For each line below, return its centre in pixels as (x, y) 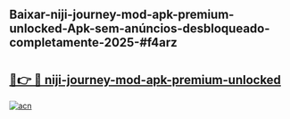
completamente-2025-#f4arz (94, 42)
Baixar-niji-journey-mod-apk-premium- (122, 15)
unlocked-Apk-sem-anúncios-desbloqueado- (140, 29)
